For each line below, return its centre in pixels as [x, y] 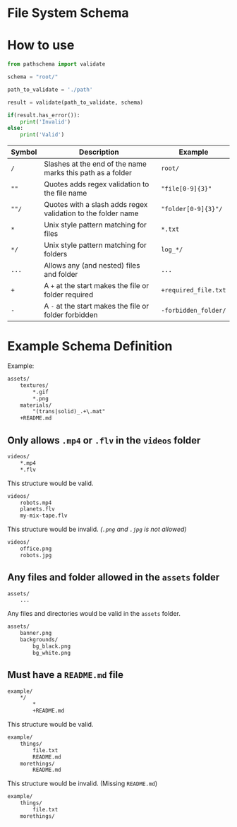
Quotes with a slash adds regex [96, 205]
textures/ [35, 385]
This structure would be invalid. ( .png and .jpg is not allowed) [97, 529]
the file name [65, 194]
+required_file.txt [194, 290]
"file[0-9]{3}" [187, 189]
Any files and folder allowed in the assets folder [114, 577]
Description [99, 152]
